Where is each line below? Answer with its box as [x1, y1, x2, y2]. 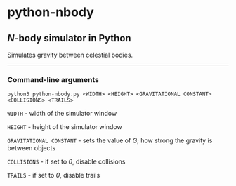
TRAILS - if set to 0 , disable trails [7, 171, 100, 180]
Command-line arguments [7, 74, 100, 84]
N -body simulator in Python [7, 32, 131, 44]
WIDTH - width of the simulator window [7, 109, 117, 118]
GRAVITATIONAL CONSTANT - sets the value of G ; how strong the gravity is [7, 136, 213, 145]
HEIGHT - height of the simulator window [7, 123, 122, 131]
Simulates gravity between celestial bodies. [7, 51, 133, 59]
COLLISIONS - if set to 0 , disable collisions [7, 157, 126, 166]
